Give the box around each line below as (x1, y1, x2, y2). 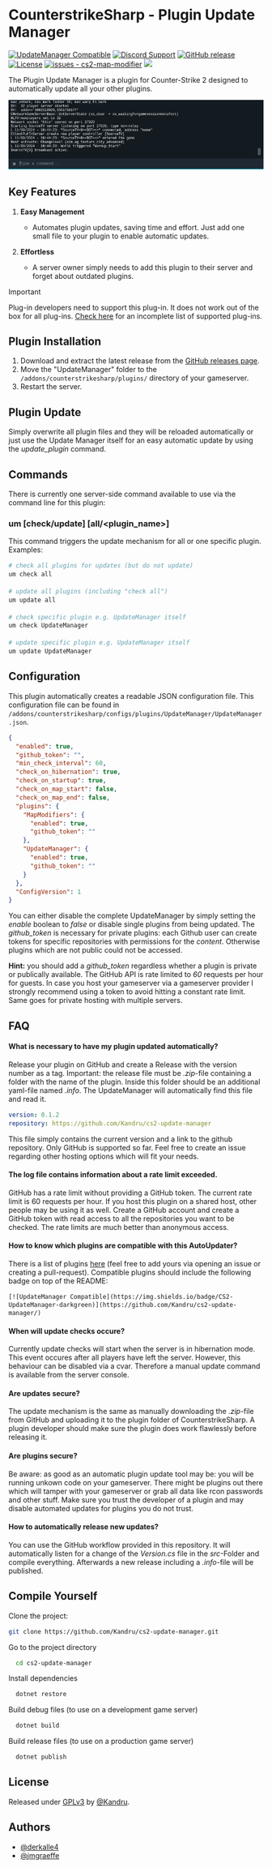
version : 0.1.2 (8, 1111, 60, 1119)
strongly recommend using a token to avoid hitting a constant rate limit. (8, 987, 246, 996)
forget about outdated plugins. (32, 271, 134, 281)
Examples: (8, 545, 43, 555)
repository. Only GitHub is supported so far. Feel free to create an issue (8, 1142, 246, 1152)
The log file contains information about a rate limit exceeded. (8, 1170, 218, 1180)
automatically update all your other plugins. (8, 84, 153, 93)
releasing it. (8, 1433, 48, 1442)
